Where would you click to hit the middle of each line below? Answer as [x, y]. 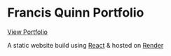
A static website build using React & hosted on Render [85, 45]
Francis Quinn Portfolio [76, 13]
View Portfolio [27, 32]
